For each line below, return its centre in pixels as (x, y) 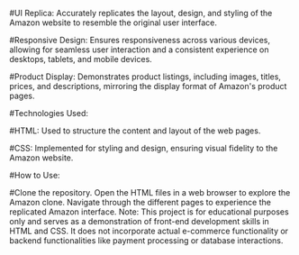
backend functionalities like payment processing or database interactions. (146, 241)
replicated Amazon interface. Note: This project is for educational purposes (149, 212)
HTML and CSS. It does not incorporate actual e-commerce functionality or (149, 231)
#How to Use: (35, 175)
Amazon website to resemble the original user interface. (113, 23)
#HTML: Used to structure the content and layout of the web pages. (135, 131)
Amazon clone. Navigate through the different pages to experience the (140, 202)
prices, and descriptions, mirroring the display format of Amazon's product (148, 86)
